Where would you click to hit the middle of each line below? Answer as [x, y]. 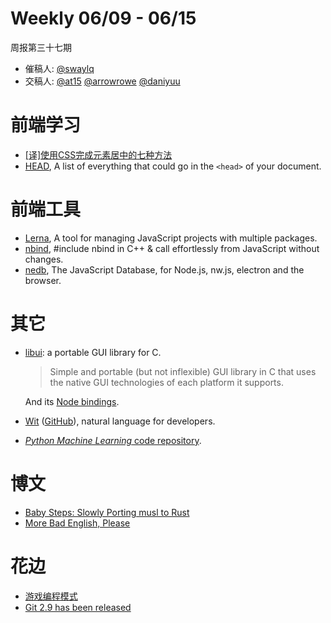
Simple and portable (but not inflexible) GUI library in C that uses [183, 371]
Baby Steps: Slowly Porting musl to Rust [107, 512]
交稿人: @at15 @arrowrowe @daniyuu [102, 81]
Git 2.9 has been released [78, 607]
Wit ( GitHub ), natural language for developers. [120, 421]
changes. [44, 259]
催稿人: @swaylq [59, 68]
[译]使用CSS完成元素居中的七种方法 [98, 154]
